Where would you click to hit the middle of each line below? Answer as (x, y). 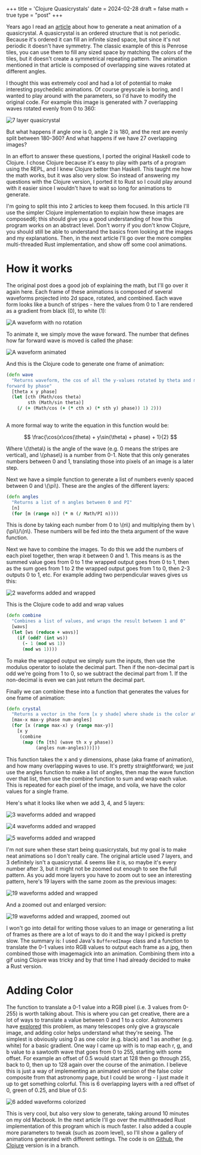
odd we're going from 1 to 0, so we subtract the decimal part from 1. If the (97, 673)
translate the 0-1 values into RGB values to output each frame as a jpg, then (99, 947)
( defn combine (24, 616)
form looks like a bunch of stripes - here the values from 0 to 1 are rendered (100, 304)
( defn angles (22, 497)
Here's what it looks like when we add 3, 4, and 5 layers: (76, 803)
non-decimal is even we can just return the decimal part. (76, 680)
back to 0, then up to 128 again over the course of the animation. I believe (97, 1064)
